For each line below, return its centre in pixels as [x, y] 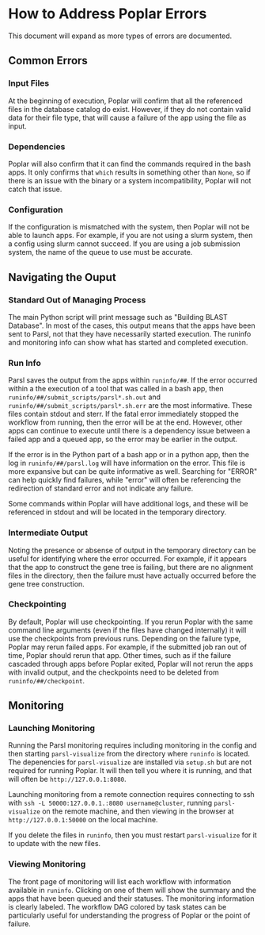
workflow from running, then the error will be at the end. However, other [125, 422]
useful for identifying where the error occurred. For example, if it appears [128, 558]
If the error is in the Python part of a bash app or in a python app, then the [129, 455]
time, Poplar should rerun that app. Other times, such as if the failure [120, 655]
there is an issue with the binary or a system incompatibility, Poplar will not [130, 180]
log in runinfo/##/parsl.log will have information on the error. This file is [127, 463]
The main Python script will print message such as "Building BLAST [118, 317]
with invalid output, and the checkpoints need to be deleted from [114, 672]
